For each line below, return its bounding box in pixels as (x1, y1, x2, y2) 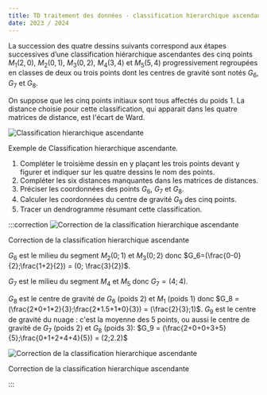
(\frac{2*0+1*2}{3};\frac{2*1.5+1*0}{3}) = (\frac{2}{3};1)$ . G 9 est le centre (8, 304, 257, 316)
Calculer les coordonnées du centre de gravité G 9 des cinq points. (19, 194, 237, 206)
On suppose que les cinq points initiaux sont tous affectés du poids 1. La (8, 95, 245, 105)
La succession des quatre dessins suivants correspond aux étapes (8, 41, 226, 50)
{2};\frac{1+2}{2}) (8, 261, 66, 271)
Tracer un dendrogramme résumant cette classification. (19, 204, 203, 215)
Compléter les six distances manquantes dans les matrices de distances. (19, 176, 259, 185)
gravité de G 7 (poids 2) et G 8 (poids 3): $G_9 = (8, 323, 161, 335)
